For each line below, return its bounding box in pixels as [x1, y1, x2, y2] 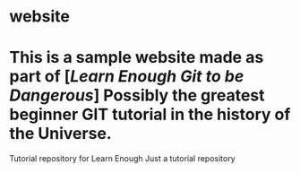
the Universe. [9, 124, 112, 144]
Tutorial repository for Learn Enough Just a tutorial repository [9, 153, 236, 164]
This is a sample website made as [9, 48, 264, 68]
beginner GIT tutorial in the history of [9, 105, 291, 125]
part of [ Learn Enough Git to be [9, 66, 244, 87]
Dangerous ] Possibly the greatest [9, 85, 266, 106]
